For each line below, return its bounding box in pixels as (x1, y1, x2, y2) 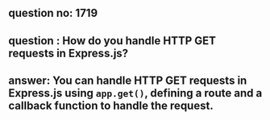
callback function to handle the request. (8, 99, 214, 113)
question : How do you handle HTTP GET (8, 34, 216, 48)
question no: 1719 (8, 6, 98, 20)
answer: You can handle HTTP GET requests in (8, 74, 247, 88)
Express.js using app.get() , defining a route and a (8, 86, 263, 100)
